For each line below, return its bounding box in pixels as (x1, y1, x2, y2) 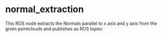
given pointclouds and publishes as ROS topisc (5, 25, 103, 31)
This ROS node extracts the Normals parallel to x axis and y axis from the (5, 20, 157, 26)
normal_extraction (5, 4, 84, 15)
